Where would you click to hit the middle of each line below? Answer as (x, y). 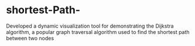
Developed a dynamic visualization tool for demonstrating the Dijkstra (90, 26)
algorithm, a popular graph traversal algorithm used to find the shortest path (98, 32)
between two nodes (30, 38)
